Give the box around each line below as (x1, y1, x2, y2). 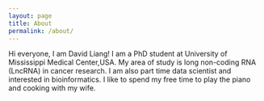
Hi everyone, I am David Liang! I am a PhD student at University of (8, 49, 228, 59)
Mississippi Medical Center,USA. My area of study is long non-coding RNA (8, 57, 257, 67)
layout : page (8, 11, 52, 20)
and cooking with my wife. (8, 83, 96, 93)
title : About (8, 19, 52, 27)
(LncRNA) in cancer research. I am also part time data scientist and (8, 66, 232, 76)
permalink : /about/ (8, 27, 74, 35)
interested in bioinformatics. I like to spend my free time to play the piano (8, 74, 251, 85)
